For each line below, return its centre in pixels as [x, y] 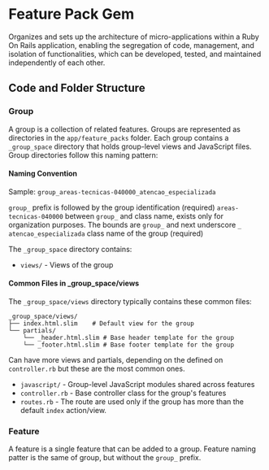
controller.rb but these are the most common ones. [97, 369]
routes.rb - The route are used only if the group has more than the [132, 402]
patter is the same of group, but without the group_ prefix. [105, 458]
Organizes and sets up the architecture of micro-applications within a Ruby [134, 37]
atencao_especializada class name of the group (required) [106, 233]
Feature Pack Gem [72, 14]
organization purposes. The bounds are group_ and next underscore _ [125, 224]
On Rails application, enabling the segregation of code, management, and [131, 45]
